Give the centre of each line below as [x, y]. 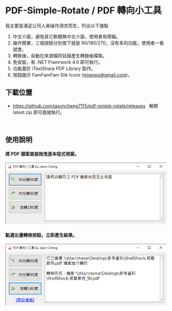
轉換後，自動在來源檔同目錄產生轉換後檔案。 [60, 55]
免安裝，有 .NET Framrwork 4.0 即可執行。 [58, 62]
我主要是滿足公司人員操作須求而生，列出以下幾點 [57, 26]
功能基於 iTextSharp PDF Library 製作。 [54, 68]
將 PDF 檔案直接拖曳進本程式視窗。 [42, 153]
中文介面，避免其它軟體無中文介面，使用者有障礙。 [67, 36]
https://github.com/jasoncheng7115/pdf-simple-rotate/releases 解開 [85, 106]
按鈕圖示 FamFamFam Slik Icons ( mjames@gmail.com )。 [72, 75]
